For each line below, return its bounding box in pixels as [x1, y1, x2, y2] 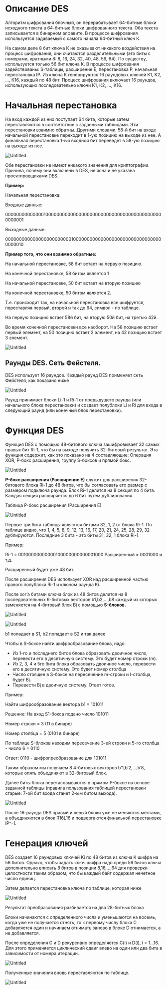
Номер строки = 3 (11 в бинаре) [5, 720, 72, 726]
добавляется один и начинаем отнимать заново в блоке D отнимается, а [5, 925, 161, 931]
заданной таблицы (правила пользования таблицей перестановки [5, 785, 146, 791]
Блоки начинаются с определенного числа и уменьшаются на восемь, [5, 914, 157, 920]
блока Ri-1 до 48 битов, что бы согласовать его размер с [25, 482, 148, 488]
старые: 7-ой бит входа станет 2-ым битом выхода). [5, 790, 117, 796]
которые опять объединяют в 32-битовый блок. [5, 770, 107, 776]
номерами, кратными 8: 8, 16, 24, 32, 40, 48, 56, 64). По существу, [5, 55, 147, 61]
